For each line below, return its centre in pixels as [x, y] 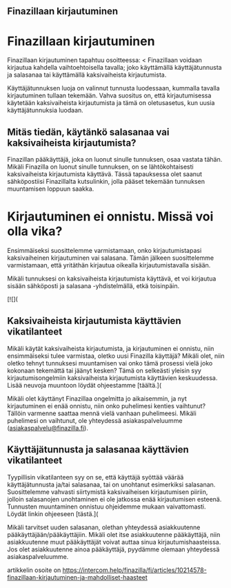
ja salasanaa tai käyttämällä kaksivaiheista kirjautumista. [87, 75]
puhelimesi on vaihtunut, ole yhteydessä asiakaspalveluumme [95, 420]
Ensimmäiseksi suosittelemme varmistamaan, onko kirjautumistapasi [104, 251]
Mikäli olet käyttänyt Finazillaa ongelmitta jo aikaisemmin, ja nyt [97, 398]
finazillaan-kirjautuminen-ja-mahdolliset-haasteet [78, 577]
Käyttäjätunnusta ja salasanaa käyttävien [98, 449]
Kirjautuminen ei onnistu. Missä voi [110, 217]
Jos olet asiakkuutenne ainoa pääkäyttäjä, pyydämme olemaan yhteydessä [113, 549]
